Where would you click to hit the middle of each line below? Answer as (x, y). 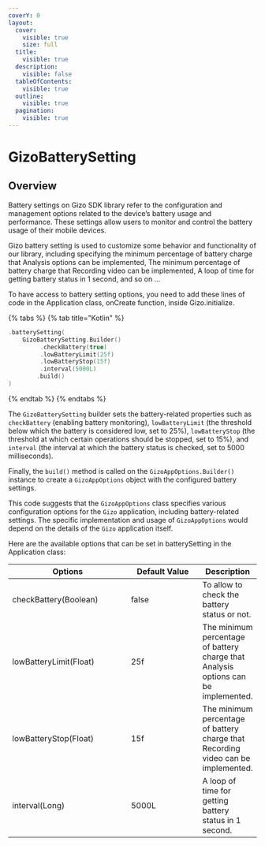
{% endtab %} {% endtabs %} (57, 398)
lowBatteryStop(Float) (53, 738)
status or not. (227, 614)
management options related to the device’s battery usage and (110, 213)
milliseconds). (31, 456)
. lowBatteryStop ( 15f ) (75, 362)
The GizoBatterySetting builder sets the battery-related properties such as (130, 414)
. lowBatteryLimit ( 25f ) (77, 354)
